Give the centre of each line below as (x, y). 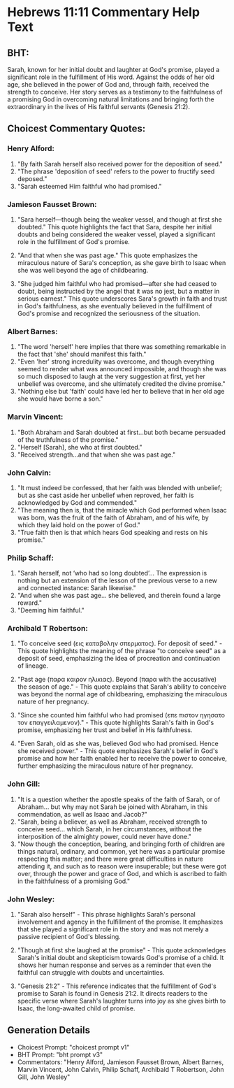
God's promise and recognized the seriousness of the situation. (109, 313)
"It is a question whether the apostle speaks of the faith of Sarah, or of (119, 799)
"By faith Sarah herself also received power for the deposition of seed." (120, 164)
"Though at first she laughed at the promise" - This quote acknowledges (122, 950)
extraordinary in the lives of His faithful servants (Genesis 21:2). (99, 107)
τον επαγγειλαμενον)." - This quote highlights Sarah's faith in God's (116, 723)
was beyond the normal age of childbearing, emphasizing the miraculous (122, 694)
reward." (30, 603)
